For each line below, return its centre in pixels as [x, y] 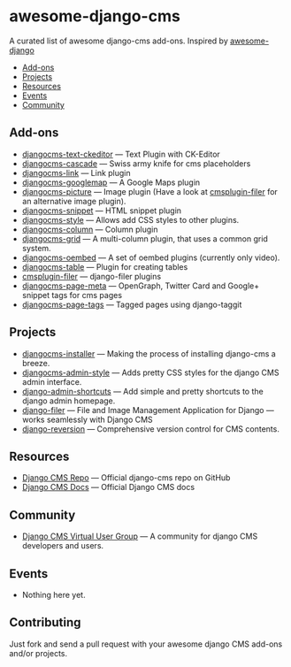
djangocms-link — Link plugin [76, 172]
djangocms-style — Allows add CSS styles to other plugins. [130, 219]
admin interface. [52, 381]
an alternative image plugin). [74, 201]
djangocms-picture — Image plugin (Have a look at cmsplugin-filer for [150, 191]
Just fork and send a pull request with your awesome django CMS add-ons [146, 644]
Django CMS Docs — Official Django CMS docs [108, 487]
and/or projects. [38, 653]
